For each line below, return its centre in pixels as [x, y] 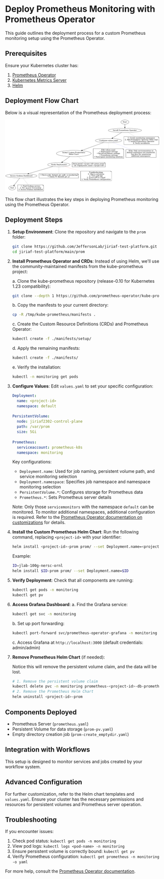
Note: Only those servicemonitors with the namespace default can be [83, 507]
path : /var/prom [33, 427]
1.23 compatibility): [31, 286]
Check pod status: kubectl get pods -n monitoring [64, 841]
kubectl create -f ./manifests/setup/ [52, 339]
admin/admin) [26, 647]
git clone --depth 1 [33, 296]
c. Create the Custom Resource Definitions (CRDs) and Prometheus [80, 324]
